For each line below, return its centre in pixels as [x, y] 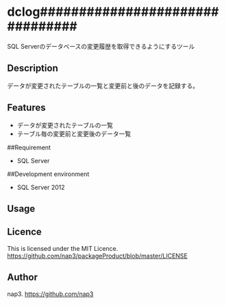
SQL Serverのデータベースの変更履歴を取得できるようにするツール [101, 46]
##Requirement [29, 147]
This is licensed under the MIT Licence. [63, 248]
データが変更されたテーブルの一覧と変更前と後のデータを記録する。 [103, 86]
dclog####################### [113, 12]
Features [26, 108]
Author [22, 277]
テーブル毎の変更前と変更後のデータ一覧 [74, 134]
